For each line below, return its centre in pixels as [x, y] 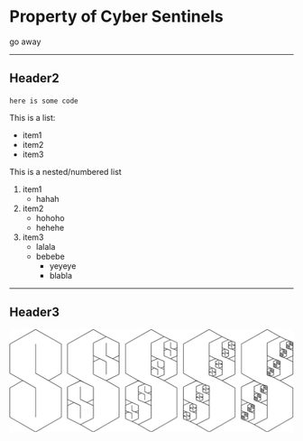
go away [25, 41]
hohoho [50, 217]
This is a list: [32, 117]
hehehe [50, 227]
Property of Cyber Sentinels [116, 17]
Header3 [35, 312]
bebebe [50, 256]
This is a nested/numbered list [65, 171]
